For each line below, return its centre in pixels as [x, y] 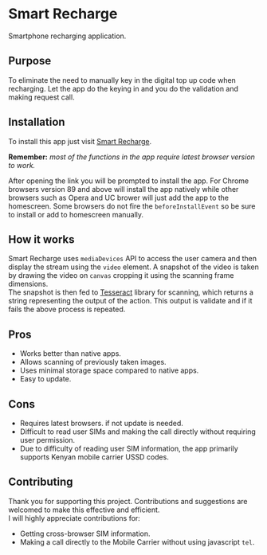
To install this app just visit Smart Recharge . [80, 141]
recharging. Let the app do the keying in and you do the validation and [124, 88]
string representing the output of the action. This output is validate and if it [130, 301]
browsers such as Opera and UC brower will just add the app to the [119, 197]
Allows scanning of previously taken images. [93, 362]
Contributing [41, 482]
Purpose [30, 61]
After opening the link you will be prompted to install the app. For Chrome [129, 181]
